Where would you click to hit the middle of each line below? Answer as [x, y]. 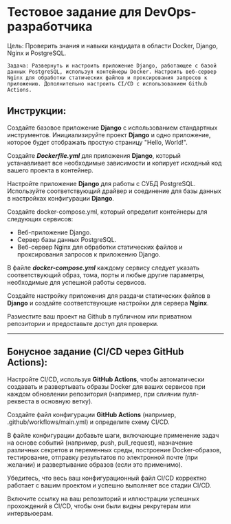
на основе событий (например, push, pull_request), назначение [100, 443]
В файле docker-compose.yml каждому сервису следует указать [103, 268]
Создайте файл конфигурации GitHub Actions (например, [92, 414]
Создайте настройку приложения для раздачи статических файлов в [109, 295]
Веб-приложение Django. [54, 232]
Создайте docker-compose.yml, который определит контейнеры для [107, 212]
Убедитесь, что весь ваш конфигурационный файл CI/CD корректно [107, 478]
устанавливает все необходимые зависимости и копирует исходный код [114, 163]
